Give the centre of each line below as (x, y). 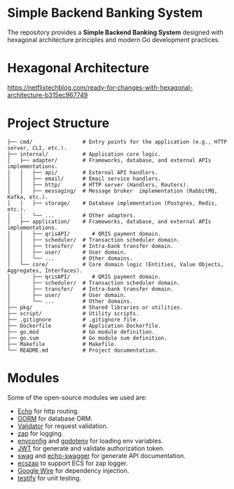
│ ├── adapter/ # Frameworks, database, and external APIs (109, 160)
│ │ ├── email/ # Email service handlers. (84, 179)
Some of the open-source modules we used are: (77, 397)
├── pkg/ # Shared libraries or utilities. (95, 307)
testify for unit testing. (49, 478)
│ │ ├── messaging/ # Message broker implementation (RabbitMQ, (112, 191)
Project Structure (58, 123)
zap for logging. (40, 433)
